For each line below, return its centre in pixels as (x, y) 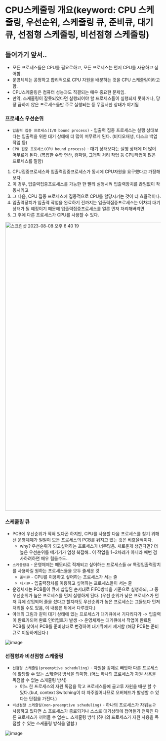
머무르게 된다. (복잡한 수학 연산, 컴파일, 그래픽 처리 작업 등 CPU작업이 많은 (84, 155)
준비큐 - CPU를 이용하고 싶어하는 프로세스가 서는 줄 (68, 577)
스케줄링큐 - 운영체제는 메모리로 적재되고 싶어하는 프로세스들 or (72, 565)
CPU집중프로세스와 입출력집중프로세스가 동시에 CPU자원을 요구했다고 (80, 172)
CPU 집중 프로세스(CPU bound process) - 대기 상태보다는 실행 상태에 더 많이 (84, 149)
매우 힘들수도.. (55, 558)
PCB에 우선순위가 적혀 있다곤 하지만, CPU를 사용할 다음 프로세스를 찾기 (81, 533)
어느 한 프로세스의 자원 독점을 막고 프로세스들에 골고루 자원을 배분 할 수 (88, 686)
